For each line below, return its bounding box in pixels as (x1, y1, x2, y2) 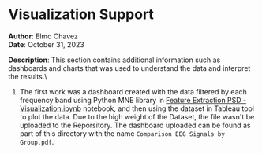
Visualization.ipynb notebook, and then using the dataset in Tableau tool (19, 104, 255, 113)
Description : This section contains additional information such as (8, 55, 221, 64)
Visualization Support (8, 5, 154, 24)
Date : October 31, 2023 (8, 39, 84, 49)
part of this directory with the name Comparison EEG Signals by (19, 128, 225, 138)
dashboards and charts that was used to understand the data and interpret (8, 63, 251, 72)
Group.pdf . (19, 137, 54, 146)
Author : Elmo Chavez (8, 31, 79, 41)
